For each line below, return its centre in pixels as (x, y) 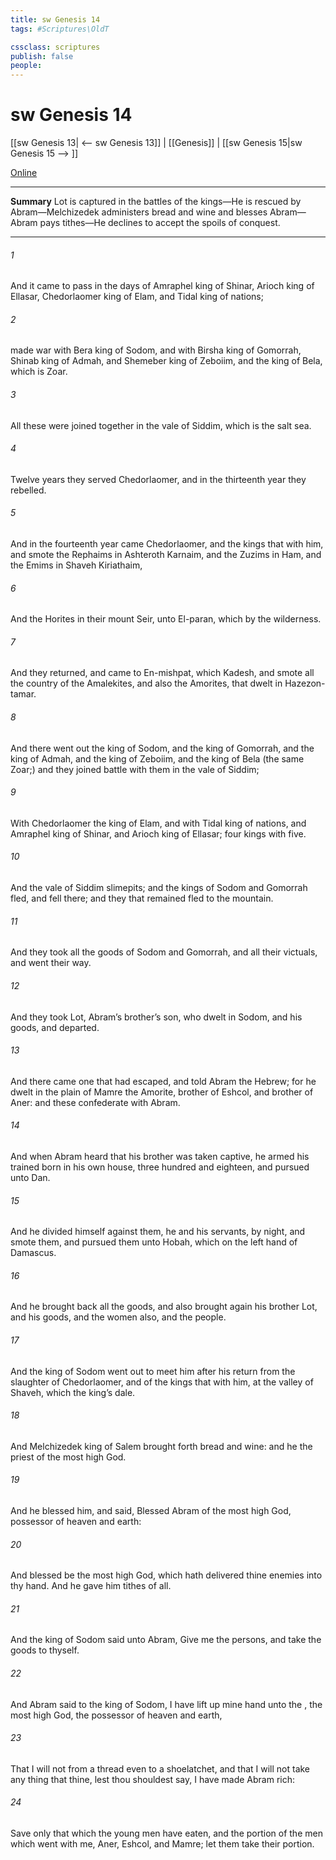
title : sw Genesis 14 (55, 19)
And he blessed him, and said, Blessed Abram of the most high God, (151, 1510)
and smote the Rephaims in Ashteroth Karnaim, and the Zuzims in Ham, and (166, 555)
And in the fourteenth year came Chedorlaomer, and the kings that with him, (167, 544)
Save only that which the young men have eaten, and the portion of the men (166, 1833)
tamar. (23, 694)
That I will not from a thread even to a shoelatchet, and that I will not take (160, 1768)
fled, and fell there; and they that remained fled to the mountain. (142, 898)
